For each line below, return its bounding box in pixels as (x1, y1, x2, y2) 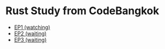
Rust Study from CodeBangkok (5, 4, 160, 18)
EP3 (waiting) (14, 36, 47, 43)
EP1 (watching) (14, 24, 50, 31)
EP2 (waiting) (14, 30, 47, 37)
